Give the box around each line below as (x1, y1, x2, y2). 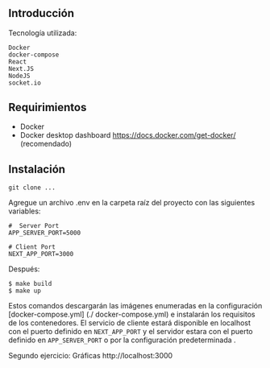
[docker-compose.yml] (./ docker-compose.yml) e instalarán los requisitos (8, 309, 255, 320)
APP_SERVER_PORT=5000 (8, 229, 81, 238)
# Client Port (8, 243, 56, 251)
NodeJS (8, 72, 31, 80)
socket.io (8, 79, 42, 87)
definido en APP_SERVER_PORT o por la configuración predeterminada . (8, 335, 236, 345)
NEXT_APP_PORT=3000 (8, 250, 74, 258)
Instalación (8, 162, 66, 176)
